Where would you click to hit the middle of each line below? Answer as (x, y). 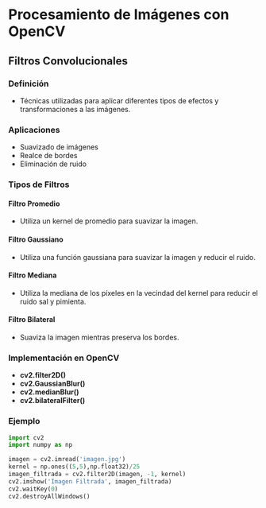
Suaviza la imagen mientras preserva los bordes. (99, 337)
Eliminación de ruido (53, 164)
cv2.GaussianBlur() (52, 384)
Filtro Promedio (34, 204)
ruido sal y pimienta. (53, 301)
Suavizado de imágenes (59, 147)
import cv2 (26, 438)
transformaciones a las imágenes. (75, 109)
